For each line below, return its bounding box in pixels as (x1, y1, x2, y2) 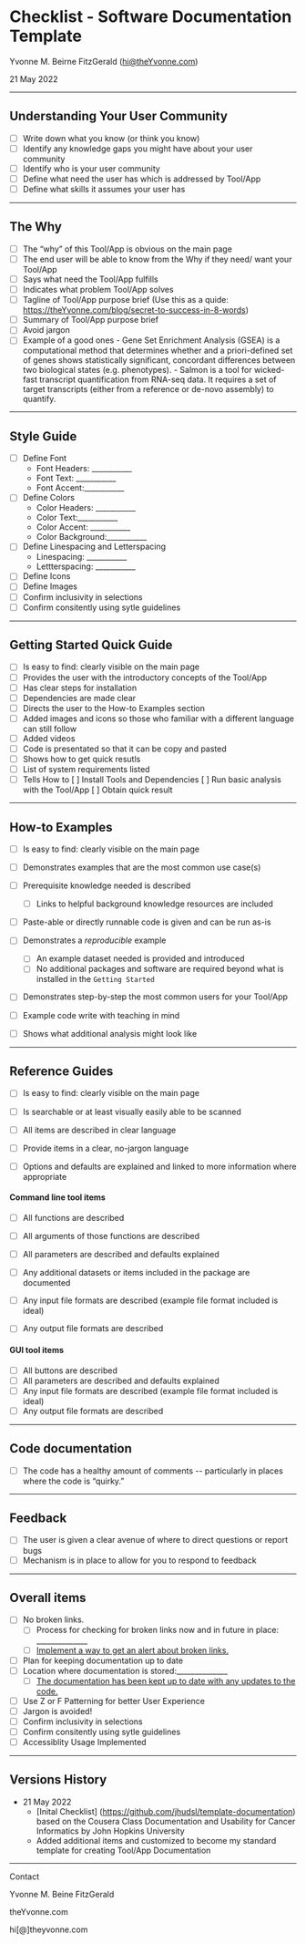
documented (22, 1277, 71, 1288)
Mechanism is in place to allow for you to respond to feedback (22, 1555, 257, 1566)
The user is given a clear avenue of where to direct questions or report (22, 1535, 289, 1546)
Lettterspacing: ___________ (36, 561, 137, 572)
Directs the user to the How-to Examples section (22, 702, 206, 713)
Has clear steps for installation (22, 682, 138, 693)
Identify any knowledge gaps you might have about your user (22, 143, 253, 154)
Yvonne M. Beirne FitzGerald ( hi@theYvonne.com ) (9, 56, 199, 67)
